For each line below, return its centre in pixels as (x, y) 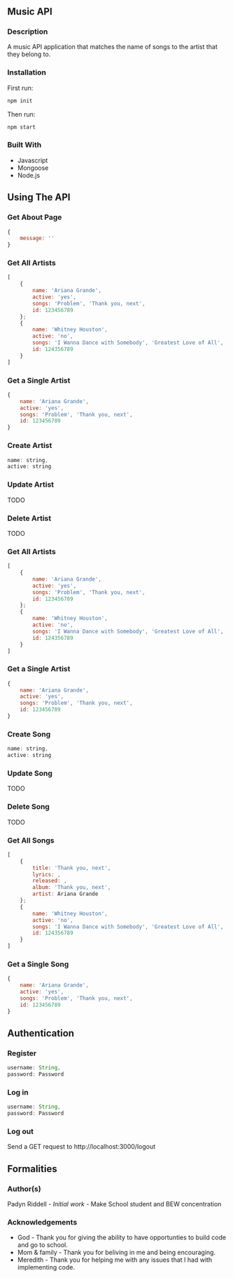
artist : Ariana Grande (65, 894)
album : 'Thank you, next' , (72, 888)
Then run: (21, 114)
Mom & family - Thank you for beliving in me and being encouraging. (116, 1253)
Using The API (39, 198)
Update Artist (31, 485)
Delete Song (29, 807)
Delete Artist (29, 518)
